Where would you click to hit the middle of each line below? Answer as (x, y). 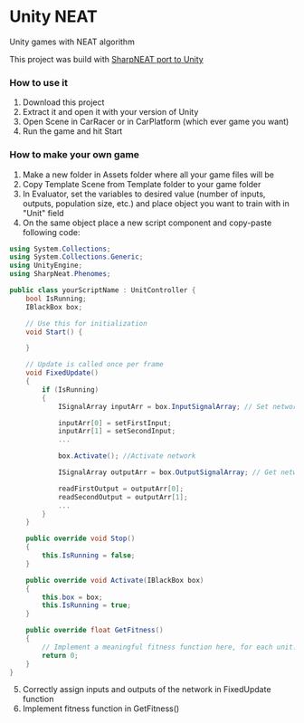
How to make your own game (75, 155)
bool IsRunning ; (57, 299)
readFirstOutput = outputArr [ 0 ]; (120, 489)
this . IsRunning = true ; (86, 605)
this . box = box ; (72, 597)
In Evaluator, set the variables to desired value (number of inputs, (144, 194)
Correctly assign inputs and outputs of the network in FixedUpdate (147, 690)
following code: (51, 232)
